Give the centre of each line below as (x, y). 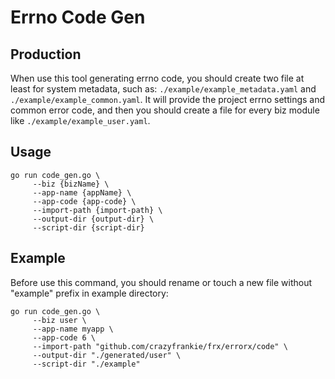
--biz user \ (59, 320)
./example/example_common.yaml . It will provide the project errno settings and (168, 99)
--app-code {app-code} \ (84, 201)
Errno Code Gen (78, 17)
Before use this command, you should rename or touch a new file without (161, 282)
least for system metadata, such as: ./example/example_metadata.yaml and (163, 89)
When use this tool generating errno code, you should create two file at (157, 78)
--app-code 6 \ (64, 337)
